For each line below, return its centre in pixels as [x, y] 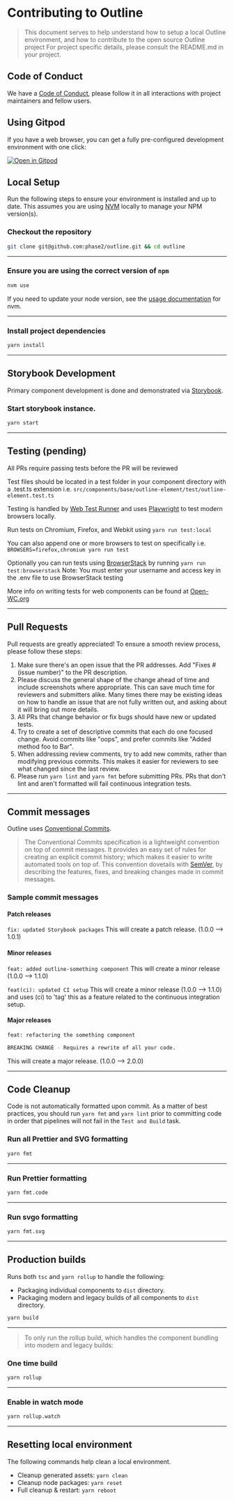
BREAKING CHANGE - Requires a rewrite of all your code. [92, 1048]
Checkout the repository [49, 232]
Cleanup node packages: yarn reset [70, 1482]
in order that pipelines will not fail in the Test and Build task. [94, 1121]
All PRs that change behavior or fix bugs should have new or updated [117, 716]
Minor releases [30, 953]
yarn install [26, 346]
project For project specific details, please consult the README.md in [124, 47]
